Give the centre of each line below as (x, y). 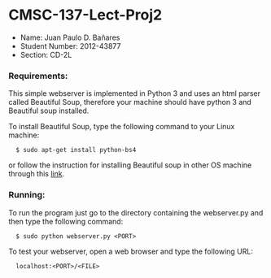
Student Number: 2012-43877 (70, 46)
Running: (27, 195)
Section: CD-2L (46, 54)
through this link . (37, 174)
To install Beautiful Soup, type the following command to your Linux (122, 127)
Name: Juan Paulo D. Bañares (70, 37)
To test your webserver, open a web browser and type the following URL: (131, 251)
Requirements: (38, 76)
